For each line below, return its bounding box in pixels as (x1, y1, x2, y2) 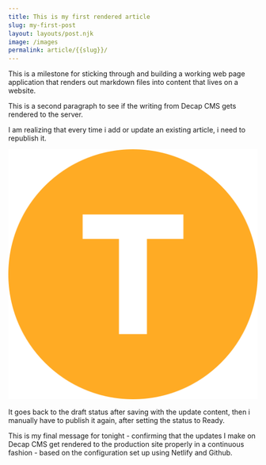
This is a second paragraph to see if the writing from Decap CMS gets (8, 102, 237, 111)
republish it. (8, 133, 47, 143)
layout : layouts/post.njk (8, 29, 93, 37)
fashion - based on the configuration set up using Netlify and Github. (8, 448, 233, 458)
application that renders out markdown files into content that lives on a (8, 78, 239, 87)
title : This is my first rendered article (8, 13, 150, 21)
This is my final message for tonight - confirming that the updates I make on (8, 431, 256, 440)
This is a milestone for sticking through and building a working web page (8, 69, 245, 79)
